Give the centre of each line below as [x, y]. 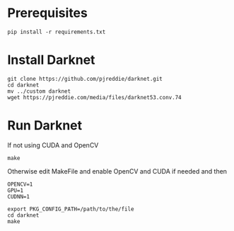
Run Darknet [45, 126]
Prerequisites [48, 13]
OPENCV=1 [20, 184]
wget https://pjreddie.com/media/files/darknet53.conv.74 [94, 97]
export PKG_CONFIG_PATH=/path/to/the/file [71, 209]
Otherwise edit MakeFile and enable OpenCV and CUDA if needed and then [117, 171]
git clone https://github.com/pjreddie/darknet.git [85, 79]
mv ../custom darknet [39, 91]
